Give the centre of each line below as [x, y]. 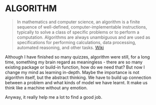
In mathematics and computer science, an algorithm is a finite [78, 22]
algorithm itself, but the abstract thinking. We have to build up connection [78, 77]
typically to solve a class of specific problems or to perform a [78, 32]
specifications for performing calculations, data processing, [77, 42]
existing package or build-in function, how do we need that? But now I [75, 67]
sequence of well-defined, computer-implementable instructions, [82, 27]
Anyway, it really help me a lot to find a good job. [54, 97]
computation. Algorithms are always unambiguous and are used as [83, 37]
